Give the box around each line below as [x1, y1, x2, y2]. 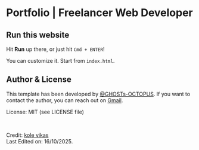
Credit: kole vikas [6, 131, 49, 139]
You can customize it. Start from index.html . [6, 57, 115, 64]
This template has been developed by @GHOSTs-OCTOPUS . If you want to [6, 90, 191, 97]
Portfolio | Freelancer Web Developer [6, 6, 194, 20]
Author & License [6, 75, 71, 85]
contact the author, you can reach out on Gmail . [6, 96, 123, 104]
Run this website [6, 30, 70, 40]
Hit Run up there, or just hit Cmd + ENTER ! [6, 45, 105, 53]
